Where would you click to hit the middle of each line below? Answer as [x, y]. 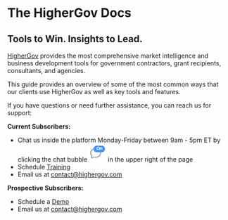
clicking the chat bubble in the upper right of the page [105, 159]
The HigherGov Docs [69, 13]
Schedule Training [44, 167]
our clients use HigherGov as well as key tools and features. [94, 92]
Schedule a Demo [43, 201]
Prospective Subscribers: [45, 188]
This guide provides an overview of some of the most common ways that [113, 84]
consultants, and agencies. [46, 71]
